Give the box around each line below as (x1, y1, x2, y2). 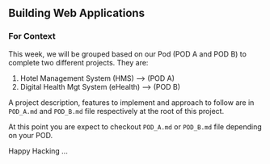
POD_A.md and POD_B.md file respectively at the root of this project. (8, 106, 225, 116)
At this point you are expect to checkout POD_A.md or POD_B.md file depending (8, 121, 263, 132)
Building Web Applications (8, 6, 146, 20)
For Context (8, 31, 56, 42)
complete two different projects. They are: (8, 57, 149, 67)
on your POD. (8, 130, 53, 140)
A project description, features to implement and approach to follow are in (8, 97, 255, 107)
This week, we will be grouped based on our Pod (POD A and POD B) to (8, 48, 247, 59)
